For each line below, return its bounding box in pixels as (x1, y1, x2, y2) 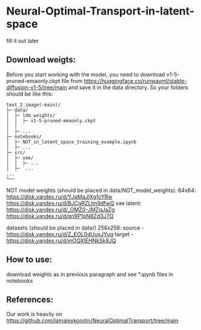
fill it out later (6, 37, 39, 44)
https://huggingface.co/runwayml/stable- (84, 77, 187, 84)
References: (6, 294, 53, 305)
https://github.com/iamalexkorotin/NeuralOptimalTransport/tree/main (6, 317, 179, 325)
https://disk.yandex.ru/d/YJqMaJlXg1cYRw (6, 193, 113, 200)
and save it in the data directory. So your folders (68, 84, 189, 91)
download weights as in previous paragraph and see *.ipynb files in (6, 271, 174, 278)
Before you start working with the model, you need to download (6, 71, 165, 78)
